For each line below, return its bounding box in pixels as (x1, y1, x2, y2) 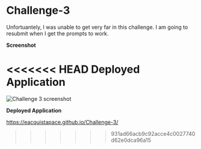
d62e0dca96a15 (111, 136, 152, 144)
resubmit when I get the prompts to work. (6, 29, 109, 37)
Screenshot (6, 41, 36, 49)
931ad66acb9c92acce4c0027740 (111, 130, 196, 137)
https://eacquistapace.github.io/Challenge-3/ (6, 118, 119, 126)
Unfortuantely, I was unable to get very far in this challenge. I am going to (6, 23, 188, 31)
